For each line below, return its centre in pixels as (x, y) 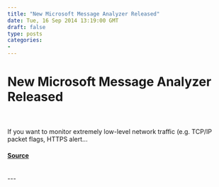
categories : (25, 40)
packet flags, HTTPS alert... (47, 139)
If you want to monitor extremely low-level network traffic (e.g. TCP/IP (110, 131)
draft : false (27, 27)
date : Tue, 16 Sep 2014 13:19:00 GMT (63, 21)
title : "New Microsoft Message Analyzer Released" (84, 14)
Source (18, 155)
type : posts (25, 34)
